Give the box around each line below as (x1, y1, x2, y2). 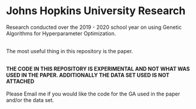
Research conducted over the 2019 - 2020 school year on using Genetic (6, 24, 182, 31)
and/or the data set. (6, 96, 54, 104)
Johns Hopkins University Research (6, 4, 186, 18)
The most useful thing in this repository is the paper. (6, 47, 133, 54)
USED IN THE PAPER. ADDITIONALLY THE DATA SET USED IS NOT (6, 71, 170, 78)
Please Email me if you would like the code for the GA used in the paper (6, 90, 180, 97)
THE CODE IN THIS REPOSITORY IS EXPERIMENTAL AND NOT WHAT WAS (6, 65, 190, 72)
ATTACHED (6, 78, 34, 85)
